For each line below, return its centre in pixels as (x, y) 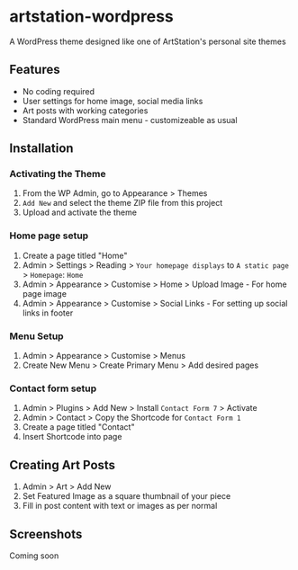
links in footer (48, 313)
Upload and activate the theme (80, 212)
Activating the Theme (58, 174)
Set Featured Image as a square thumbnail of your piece (126, 496)
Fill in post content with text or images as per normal (120, 506)
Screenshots (46, 534)
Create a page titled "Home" (75, 255)
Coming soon (34, 556)
